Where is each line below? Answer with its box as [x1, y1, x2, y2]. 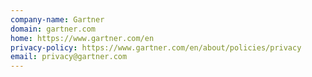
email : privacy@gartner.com [10, 52, 128, 62]
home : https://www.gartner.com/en [10, 33, 155, 43]
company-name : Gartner [10, 14, 105, 25]
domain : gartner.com [10, 24, 97, 34]
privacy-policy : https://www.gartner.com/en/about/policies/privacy [10, 42, 302, 53]
